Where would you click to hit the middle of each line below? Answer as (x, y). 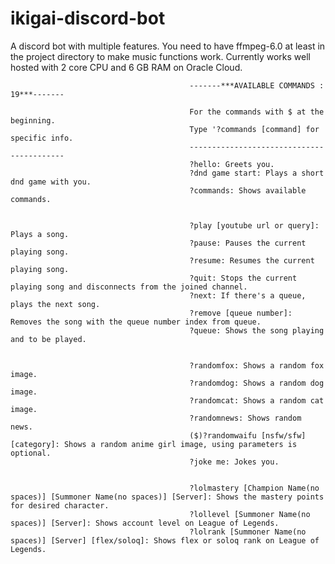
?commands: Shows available (248, 190)
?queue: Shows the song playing (257, 330)
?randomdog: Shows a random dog (257, 383)
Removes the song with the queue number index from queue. (136, 322)
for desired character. (60, 505)
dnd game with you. (51, 182)
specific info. (42, 138)
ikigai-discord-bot (88, 18)
